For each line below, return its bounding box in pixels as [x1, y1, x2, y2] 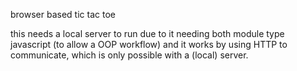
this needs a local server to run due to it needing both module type [10, 28, 285, 39]
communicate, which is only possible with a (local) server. [10, 49, 249, 61]
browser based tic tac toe [10, 9, 116, 20]
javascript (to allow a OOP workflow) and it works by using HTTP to [10, 39, 288, 50]
